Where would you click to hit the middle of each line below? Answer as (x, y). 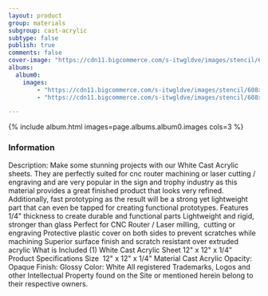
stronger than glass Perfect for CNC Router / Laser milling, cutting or (122, 224)
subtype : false (33, 38)
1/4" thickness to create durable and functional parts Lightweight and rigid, (132, 215)
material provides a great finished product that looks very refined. (116, 190)
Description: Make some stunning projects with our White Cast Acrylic (124, 165)
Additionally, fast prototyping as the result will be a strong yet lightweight (128, 199)
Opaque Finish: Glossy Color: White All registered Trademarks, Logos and (130, 266)
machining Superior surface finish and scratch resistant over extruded (124, 241)
